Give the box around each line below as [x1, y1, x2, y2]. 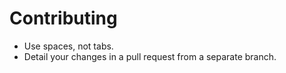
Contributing [9, 7, 118, 30]
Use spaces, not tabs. [23, 40, 114, 52]
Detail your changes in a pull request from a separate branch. [23, 50, 277, 62]
